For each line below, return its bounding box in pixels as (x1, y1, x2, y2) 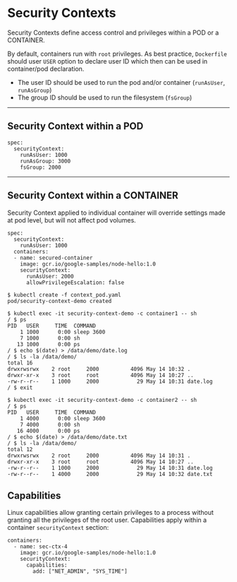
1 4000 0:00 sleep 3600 (20, 415, 106, 422)
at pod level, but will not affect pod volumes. (7, 215, 136, 224)
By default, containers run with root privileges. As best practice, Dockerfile (7, 49, 227, 58)
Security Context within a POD (7, 120, 144, 132)
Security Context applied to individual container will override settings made (7, 208, 226, 217)
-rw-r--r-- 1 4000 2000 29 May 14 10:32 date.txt (7, 470, 213, 477)
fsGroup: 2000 (20, 164, 61, 171)
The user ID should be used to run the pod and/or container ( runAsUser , (17, 78, 226, 86)
